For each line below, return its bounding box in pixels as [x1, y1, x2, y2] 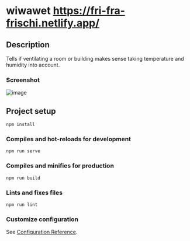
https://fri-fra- [53, 4, 126, 18]
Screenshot [6, 76, 40, 84]
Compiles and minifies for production [6, 162, 114, 170]
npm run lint [6, 202, 38, 208]
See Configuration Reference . [6, 229, 78, 236]
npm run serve [6, 148, 41, 154]
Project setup [6, 106, 57, 116]
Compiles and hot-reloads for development [6, 135, 132, 144]
